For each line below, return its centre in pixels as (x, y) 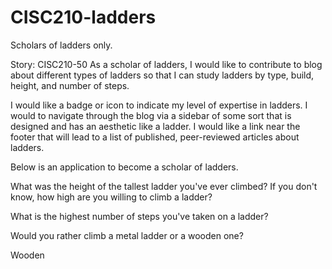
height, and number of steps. (70, 85)
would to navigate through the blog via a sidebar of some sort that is (151, 115)
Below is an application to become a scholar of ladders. (124, 167)
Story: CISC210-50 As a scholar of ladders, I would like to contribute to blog (166, 64)
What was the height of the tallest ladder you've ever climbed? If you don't (164, 186)
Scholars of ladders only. (61, 45)
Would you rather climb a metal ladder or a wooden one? (127, 235)
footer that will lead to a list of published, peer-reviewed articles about (155, 137)
